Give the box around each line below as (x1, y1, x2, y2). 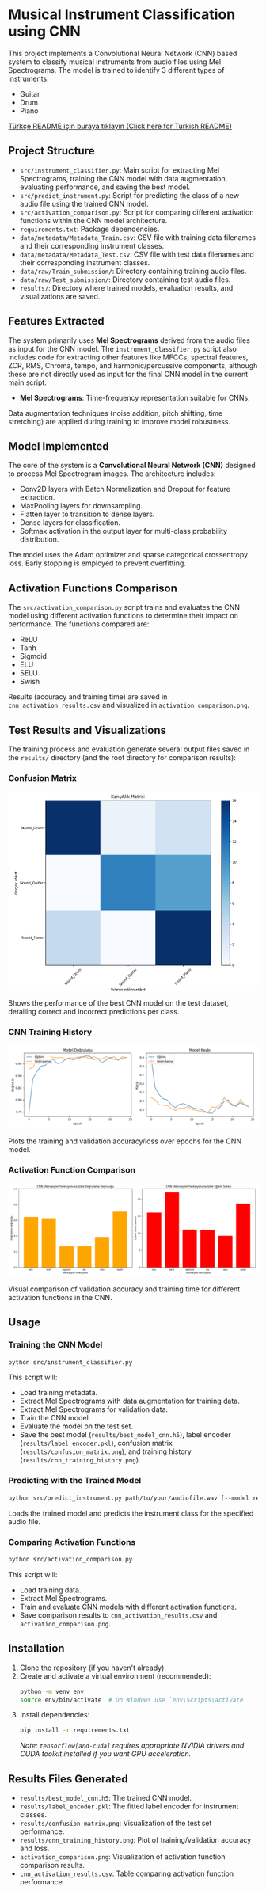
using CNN (8, 22, 81, 40)
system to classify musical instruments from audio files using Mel (8, 57, 222, 67)
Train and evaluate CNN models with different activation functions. (19, 1602, 237, 1611)
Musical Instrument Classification (8, 6, 236, 24)
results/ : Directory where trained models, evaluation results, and (19, 283, 234, 292)
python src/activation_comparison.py (8, 1555, 133, 1563)
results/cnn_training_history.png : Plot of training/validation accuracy (19, 1835, 252, 1845)
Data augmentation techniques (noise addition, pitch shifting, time (8, 408, 223, 417)
